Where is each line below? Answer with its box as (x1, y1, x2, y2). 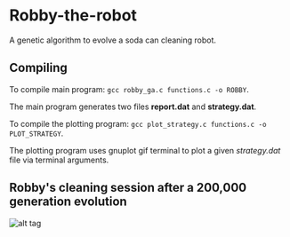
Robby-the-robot (9, 5, 138, 26)
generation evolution (9, 194, 127, 209)
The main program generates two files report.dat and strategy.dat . (9, 101, 257, 112)
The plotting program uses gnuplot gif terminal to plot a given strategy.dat (9, 145, 281, 155)
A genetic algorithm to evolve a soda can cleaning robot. (9, 35, 216, 45)
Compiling (9, 60, 68, 75)
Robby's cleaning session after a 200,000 (9, 180, 247, 195)
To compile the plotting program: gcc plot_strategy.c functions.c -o (9, 118, 267, 129)
